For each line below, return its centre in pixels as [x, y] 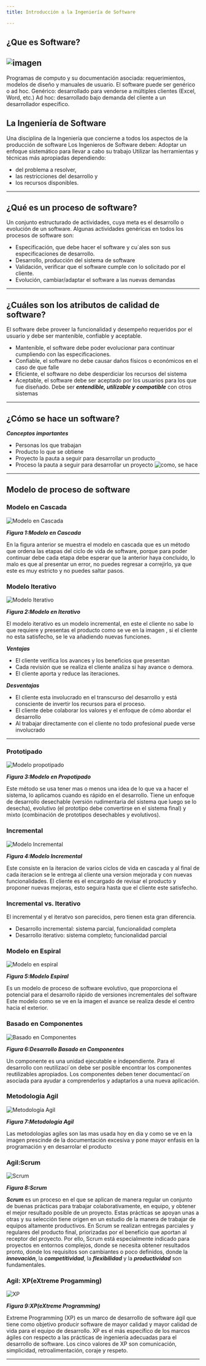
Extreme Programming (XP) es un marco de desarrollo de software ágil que [101, 1318]
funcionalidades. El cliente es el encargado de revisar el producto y [91, 881]
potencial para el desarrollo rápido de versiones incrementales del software [102, 995]
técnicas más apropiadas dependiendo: [56, 158]
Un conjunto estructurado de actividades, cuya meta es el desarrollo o [95, 222]
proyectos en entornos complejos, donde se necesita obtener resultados [98, 1245]
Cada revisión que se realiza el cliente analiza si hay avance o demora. [105, 667]
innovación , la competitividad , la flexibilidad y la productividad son [94, 1259]
